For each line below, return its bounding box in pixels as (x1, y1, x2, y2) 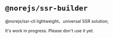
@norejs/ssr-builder (5, 4, 88, 13)
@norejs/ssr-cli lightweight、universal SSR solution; (5, 18, 109, 24)
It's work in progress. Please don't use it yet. (5, 28, 94, 33)
